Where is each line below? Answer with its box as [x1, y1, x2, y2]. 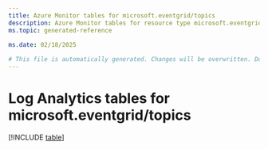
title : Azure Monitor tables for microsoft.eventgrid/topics [8, 11, 216, 20]
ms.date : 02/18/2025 [8, 41, 77, 49]
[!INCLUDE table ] [8, 132, 65, 142]
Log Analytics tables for [8, 90, 170, 108]
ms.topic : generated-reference [8, 26, 112, 34]
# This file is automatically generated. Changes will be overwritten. [8, 55, 251, 63]
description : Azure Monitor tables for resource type [8, 19, 191, 27]
